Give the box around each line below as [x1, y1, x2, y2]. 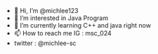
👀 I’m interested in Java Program [13, 14, 109, 22]
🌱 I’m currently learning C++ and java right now [13, 21, 151, 29]
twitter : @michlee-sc [13, 39, 77, 47]
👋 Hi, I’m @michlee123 [13, 7, 79, 15]
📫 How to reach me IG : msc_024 [13, 29, 112, 37]
